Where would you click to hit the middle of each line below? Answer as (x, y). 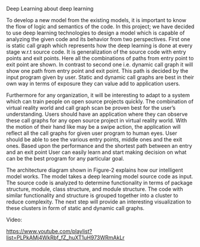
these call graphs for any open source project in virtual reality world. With (96, 121)
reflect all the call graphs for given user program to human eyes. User (92, 133)
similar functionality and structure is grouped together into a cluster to (92, 195)
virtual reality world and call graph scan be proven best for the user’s (91, 108)
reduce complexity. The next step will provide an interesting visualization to (99, 202)
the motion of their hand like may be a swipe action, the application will (93, 127)
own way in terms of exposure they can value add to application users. (93, 84)
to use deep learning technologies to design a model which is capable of (96, 33)
